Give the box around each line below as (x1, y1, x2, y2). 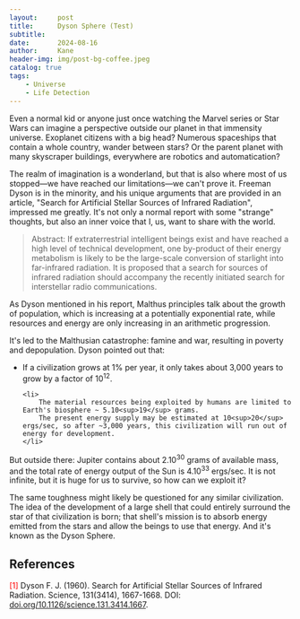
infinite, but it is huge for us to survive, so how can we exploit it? (9, 475, 246, 485)
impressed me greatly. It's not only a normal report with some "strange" (9, 206, 274, 217)
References (9, 556, 75, 571)
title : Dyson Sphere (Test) (9, 22, 134, 31)
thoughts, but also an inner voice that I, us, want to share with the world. (9, 216, 276, 227)
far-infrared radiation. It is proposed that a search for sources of (30, 262, 269, 273)
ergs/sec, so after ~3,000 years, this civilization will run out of (21, 422, 288, 431)
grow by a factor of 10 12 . (21, 371, 113, 384)
